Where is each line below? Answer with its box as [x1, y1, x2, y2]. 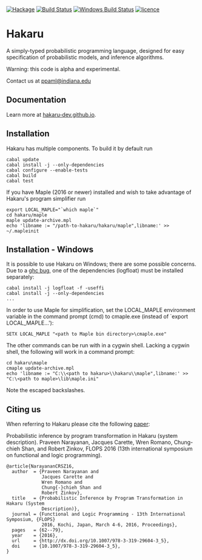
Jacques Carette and [41, 474, 94, 480]
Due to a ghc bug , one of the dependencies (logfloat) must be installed [6, 267, 184, 274]
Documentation [6, 95, 67, 105]
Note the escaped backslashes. [6, 387, 86, 394]
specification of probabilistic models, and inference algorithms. [6, 54, 164, 61]
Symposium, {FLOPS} [6, 517, 56, 523]
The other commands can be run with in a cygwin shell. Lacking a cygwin [6, 342, 190, 349]
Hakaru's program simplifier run [6, 195, 86, 202]
